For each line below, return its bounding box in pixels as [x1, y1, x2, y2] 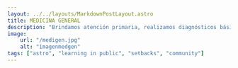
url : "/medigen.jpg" [20, 37, 81, 44]
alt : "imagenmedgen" [20, 43, 81, 50]
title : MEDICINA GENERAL [7, 17, 81, 24]
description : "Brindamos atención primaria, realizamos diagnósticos [7, 23, 217, 30]
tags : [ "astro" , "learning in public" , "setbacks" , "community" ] [7, 50, 205, 57]
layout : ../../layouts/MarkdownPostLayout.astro [7, 10, 154, 18]
